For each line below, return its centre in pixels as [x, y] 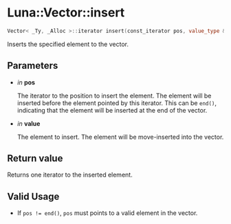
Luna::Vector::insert [66, 13]
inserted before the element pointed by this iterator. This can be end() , [117, 103]
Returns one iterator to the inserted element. [70, 175]
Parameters [33, 66]
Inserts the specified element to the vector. [68, 44]
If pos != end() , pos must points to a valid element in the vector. [107, 213]
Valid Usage [33, 196]
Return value [35, 158]
